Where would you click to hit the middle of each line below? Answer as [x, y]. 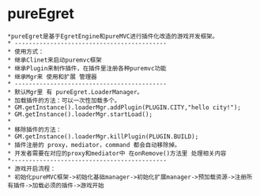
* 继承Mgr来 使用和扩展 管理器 [52, 77]
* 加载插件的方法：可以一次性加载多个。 [64, 100]
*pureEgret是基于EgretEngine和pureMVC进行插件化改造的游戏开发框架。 [113, 36]
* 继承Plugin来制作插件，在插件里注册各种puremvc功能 [87, 68]
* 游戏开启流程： [32, 168]
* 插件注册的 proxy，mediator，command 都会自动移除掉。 [94, 145]
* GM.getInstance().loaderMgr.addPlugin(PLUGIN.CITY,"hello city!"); [124, 107]
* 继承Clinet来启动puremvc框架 [55, 60]
